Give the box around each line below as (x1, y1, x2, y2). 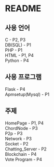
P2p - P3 (5, 130, 23, 136)
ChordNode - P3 (5, 125, 38, 131)
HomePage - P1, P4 (5, 120, 44, 126)
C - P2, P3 (5, 37, 26, 42)
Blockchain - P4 (5, 151, 37, 157)
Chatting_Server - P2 (5, 146, 47, 152)
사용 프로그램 (5, 73, 42, 81)
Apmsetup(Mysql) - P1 (5, 91, 50, 97)
